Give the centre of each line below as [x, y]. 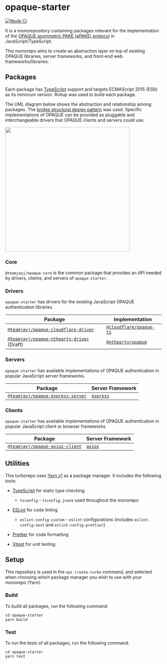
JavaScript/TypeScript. [29, 41]
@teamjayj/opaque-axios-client [45, 446]
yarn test [15, 657]
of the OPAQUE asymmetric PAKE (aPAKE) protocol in [60, 36]
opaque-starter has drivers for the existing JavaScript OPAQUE [70, 302]
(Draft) [15, 344]
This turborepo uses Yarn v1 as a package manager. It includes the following [83, 476]
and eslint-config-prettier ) [75, 524]
